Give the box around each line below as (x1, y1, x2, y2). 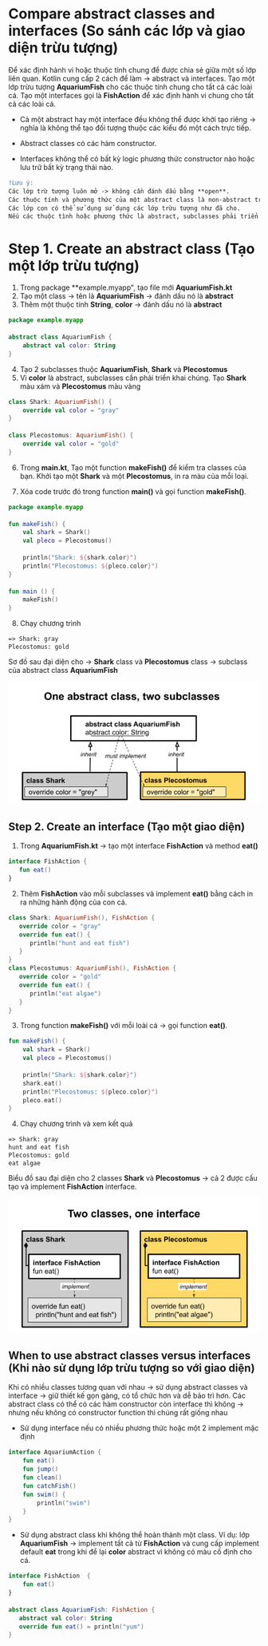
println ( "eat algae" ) (29, 989, 102, 998)
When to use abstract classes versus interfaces (8, 1349, 251, 1363)
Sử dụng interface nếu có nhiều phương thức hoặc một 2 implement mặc (19, 1423, 259, 1433)
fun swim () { (22, 1490, 66, 1498)
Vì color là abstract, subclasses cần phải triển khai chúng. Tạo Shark (19, 373, 247, 382)
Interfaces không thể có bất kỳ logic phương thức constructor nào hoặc (19, 153, 255, 164)
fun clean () (22, 1474, 62, 1482)
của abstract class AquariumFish (8, 666, 118, 675)
